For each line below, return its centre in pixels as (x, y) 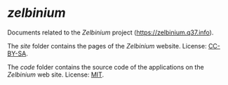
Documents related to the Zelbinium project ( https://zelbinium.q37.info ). (110, 32)
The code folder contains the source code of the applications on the (106, 67)
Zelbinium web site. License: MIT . (55, 74)
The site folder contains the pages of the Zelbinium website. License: (107, 46)
